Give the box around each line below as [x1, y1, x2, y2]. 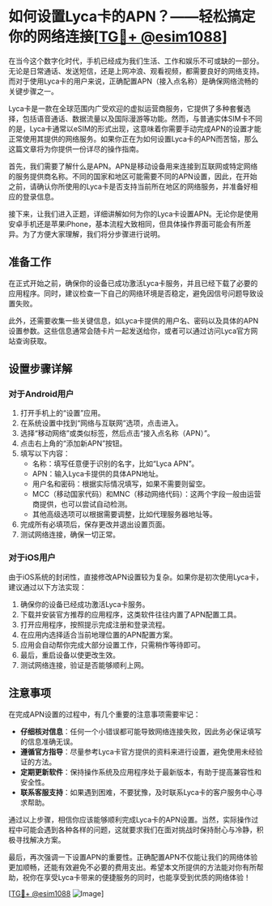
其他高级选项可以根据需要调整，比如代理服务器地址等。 [32, 510, 217, 519]
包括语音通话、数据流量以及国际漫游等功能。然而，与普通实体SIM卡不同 [22, 113, 263, 123]
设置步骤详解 [8, 362, 73, 376]
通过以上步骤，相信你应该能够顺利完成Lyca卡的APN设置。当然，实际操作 [8, 814, 252, 824]
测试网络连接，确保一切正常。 [19, 530, 120, 540]
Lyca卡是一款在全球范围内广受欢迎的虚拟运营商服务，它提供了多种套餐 [8, 103, 244, 113]
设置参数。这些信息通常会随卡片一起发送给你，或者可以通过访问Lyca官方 [8, 326, 251, 335]
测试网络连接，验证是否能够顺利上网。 [19, 660, 148, 669]
